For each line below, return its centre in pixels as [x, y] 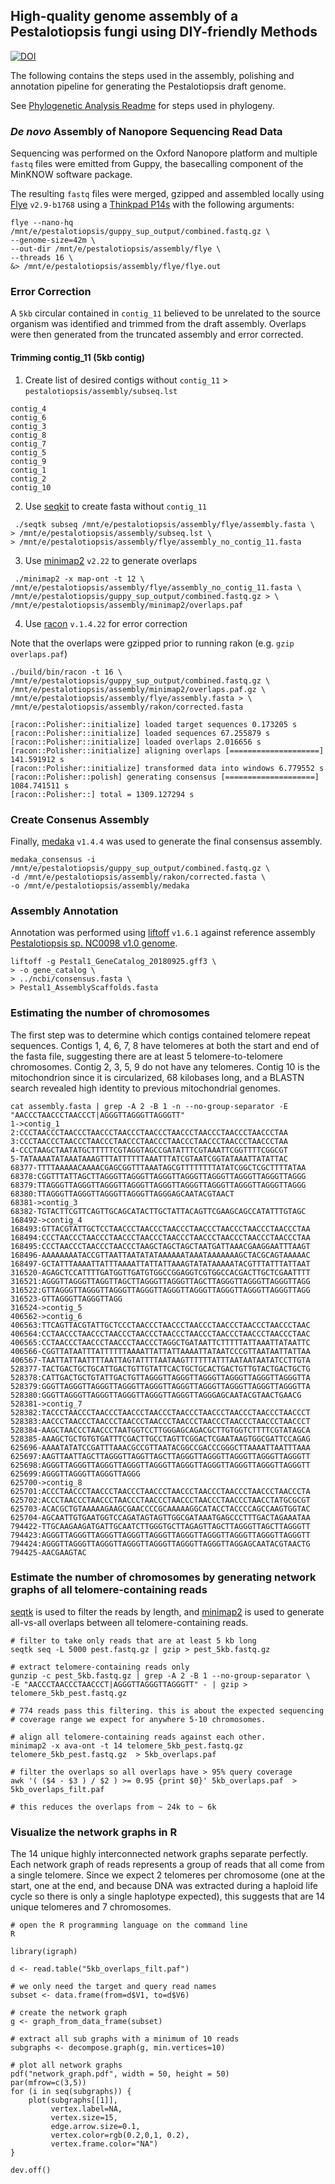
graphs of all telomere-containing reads [109, 1590]
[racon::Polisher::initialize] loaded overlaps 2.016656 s [136, 742]
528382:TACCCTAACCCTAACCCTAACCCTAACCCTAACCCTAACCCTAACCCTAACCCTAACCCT [160, 1412]
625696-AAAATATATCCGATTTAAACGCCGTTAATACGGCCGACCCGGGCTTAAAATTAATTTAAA [160, 1447]
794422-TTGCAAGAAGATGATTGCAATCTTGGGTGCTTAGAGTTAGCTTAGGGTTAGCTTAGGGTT [160, 1526]
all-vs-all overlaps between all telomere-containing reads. [129, 1622]
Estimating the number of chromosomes [110, 1013]
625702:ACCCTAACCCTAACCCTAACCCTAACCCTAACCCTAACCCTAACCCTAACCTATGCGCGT [160, 1500]
